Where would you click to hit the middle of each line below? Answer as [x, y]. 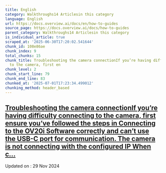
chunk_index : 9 [21, 51]
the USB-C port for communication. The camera [80, 139]
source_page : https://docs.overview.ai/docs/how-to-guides [67, 28]
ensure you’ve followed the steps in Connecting [80, 123]
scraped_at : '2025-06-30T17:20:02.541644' [49, 42]
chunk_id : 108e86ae [25, 46]
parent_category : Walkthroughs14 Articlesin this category [67, 33]
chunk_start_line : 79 [27, 74]
